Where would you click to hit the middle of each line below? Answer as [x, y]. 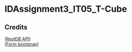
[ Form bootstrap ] [22, 44]
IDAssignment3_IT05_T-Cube [66, 9]
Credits [16, 27]
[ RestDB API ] [18, 39]
